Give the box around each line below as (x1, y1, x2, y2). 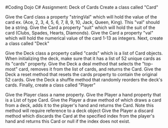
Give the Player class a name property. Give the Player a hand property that (5, 92, 161, 97)
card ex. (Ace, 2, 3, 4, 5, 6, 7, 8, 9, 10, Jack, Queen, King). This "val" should (5, 19, 160, 25)
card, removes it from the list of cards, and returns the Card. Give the (19, 66, 161, 72)
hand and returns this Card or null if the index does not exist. (5, 118, 130, 124)
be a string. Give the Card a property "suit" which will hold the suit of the (5, 24, 155, 30)
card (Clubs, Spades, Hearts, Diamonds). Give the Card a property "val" (5, 30, 154, 35)
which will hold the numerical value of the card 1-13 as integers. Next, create (5, 35, 163, 41)
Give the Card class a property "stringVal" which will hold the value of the (5, 14, 157, 19)
